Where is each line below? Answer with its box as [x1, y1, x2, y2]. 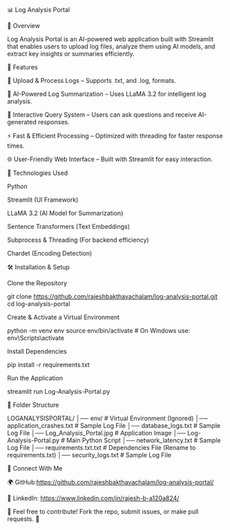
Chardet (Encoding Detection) [7, 249, 93, 257]
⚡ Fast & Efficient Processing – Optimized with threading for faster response [7, 132, 223, 140]
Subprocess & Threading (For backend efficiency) [7, 236, 150, 244]
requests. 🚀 [7, 515, 40, 523]
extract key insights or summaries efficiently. [7, 50, 135, 57]
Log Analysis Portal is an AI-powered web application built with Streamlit [7, 35, 214, 43]
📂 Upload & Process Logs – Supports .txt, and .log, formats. [7, 77, 176, 84]
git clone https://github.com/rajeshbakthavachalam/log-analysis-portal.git [7, 292, 218, 301]
